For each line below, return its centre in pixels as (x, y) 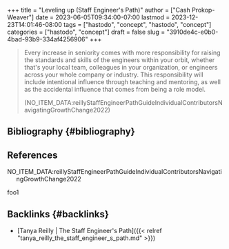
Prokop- (203, 10)
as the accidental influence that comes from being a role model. (114, 89)
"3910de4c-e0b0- (192, 32)
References (32, 155)
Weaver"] (21, 17)
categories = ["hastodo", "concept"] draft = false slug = (86, 32)
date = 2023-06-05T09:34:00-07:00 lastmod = (103, 17)
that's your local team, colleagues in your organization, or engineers (121, 67)
